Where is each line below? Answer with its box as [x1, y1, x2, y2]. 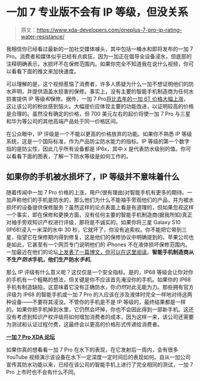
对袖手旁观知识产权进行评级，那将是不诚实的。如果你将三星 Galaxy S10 [6, 218, 181, 225]
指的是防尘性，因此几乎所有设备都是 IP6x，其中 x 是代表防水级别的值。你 [6, 145, 186, 152]
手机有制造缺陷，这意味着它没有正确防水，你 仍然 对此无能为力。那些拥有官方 [6, 283, 194, 290]
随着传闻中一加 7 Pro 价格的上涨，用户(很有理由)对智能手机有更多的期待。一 [6, 188, 193, 196]
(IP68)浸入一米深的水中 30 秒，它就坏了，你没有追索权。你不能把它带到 [6, 226, 182, 233]
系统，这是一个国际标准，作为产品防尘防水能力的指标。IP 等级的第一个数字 [6, 138, 190, 145]
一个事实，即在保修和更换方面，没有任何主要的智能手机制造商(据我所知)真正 [6, 211, 193, 218]
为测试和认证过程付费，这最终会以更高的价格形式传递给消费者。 [6, 320, 162, 328]
